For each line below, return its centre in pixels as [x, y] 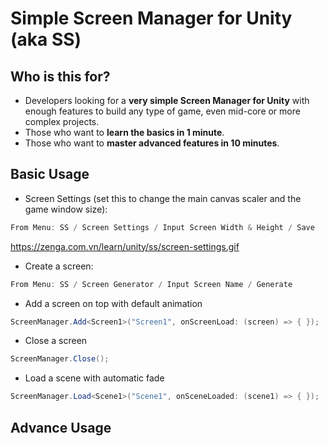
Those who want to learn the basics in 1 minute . [124, 132]
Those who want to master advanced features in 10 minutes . [152, 143]
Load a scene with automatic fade [94, 378]
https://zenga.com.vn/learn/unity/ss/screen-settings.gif [125, 246]
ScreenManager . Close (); [60, 359]
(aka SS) [46, 39]
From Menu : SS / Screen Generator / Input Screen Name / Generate [151, 284]
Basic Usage [50, 174]
